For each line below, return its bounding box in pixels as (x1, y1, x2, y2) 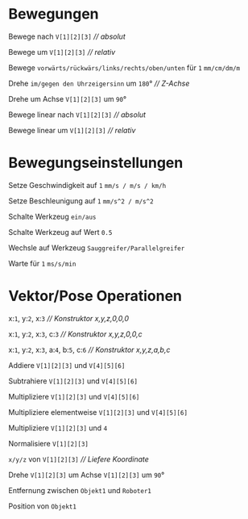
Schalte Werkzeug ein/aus (8, 211, 97, 221)
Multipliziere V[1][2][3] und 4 (8, 423, 108, 433)
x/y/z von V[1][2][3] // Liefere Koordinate (8, 454, 149, 464)
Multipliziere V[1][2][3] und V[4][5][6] (8, 391, 140, 401)
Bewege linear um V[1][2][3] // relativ (8, 125, 136, 135)
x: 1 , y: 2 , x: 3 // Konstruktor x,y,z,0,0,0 (8, 313, 129, 323)
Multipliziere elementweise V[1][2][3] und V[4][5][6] (8, 407, 188, 416)
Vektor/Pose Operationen (8, 287, 183, 305)
